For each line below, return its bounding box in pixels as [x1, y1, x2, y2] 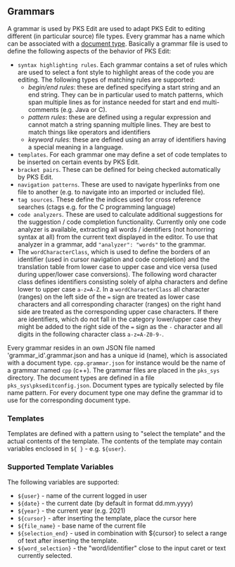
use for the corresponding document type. [7, 396, 131, 404]
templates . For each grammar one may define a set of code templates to [17, 150, 227, 158]
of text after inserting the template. [17, 537, 119, 545]
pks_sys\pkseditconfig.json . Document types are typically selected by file [7, 380, 224, 390]
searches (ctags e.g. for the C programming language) [17, 202, 176, 211]
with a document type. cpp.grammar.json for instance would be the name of [7, 359, 226, 367]
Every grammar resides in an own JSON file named [7, 343, 155, 351]
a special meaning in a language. [27, 142, 124, 151]
